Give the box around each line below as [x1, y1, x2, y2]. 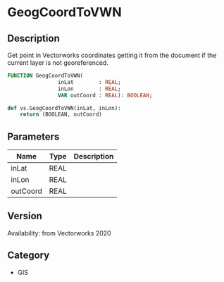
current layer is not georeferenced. [7, 59, 109, 67]
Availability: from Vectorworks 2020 [7, 228, 111, 237]
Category [7, 250, 50, 262]
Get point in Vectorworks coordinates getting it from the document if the [7, 51, 217, 59]
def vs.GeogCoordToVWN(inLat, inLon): [7, 104, 121, 111]
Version [7, 210, 42, 222]
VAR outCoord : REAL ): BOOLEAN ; [57, 92, 153, 99]
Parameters [7, 130, 60, 142]
